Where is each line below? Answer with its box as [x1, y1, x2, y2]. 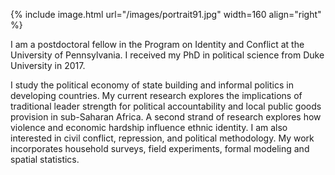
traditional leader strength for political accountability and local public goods [10, 100, 322, 112]
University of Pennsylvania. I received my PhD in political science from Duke [10, 49, 325, 61]
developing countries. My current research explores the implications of [10, 90, 303, 101]
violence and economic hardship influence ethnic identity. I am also [10, 122, 288, 133]
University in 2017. [10, 60, 86, 71]
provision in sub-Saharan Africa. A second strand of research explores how [10, 111, 322, 123]
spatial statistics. [10, 154, 80, 165]
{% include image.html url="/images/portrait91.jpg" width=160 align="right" [10, 9, 322, 20]
